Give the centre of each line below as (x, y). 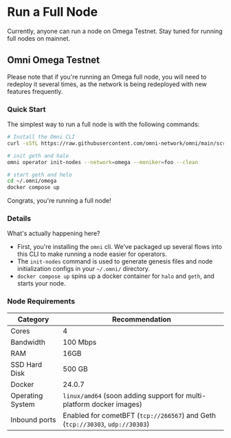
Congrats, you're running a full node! (59, 201)
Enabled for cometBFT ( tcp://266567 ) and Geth (140, 415)
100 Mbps (80, 342)
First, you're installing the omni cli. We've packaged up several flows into (119, 247)
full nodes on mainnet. (39, 38)
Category (33, 319)
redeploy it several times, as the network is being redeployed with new (107, 84)
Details (19, 219)
